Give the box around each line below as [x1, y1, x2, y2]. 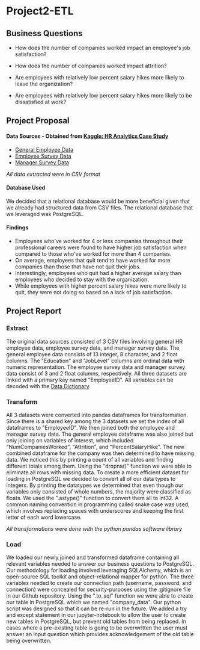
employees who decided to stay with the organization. [14, 276, 149, 283]
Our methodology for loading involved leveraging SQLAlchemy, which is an [6, 567, 192, 574]
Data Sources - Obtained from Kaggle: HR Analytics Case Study [6, 132, 169, 140]
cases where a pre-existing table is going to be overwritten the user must [6, 624, 188, 631]
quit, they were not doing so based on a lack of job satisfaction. [14, 289, 172, 296]
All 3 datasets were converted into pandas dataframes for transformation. [6, 411, 188, 418]
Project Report [6, 306, 62, 317]
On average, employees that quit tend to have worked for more [14, 257, 171, 264]
